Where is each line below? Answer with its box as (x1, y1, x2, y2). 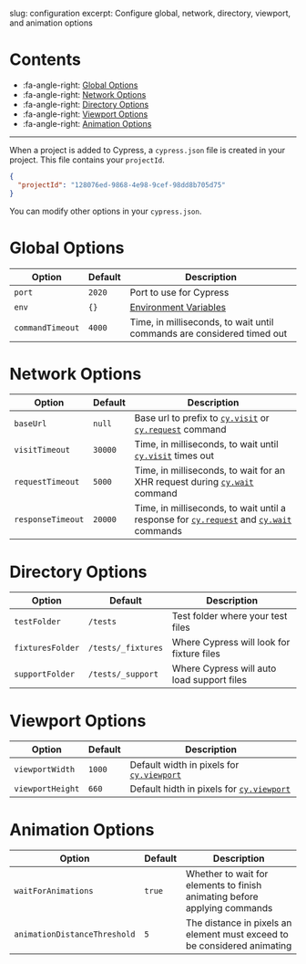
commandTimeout (14, 322, 80, 332)
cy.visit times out (134, 449, 214, 462)
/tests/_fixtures (87, 643, 164, 654)
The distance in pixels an (185, 917, 292, 929)
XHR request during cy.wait (134, 476, 254, 488)
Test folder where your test (171, 610, 288, 623)
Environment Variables (129, 300, 226, 313)
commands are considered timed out (129, 327, 288, 340)
